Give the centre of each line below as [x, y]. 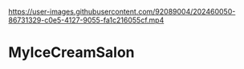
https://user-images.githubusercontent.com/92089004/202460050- [122, 12]
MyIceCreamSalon [71, 53]
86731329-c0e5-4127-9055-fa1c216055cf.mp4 [86, 20]
